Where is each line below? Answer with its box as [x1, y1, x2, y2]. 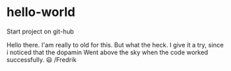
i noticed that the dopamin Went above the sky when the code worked [6, 48, 209, 56]
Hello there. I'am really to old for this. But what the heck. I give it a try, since [6, 40, 224, 49]
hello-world [6, 4, 76, 20]
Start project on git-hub [6, 27, 75, 35]
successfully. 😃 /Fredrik [6, 55, 77, 63]
